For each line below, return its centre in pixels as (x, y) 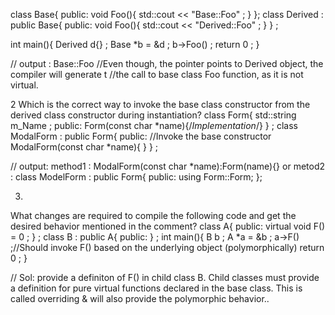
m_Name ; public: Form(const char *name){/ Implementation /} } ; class (154, 125)
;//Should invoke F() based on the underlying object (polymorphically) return (167, 247)
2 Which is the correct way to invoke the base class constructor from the (160, 104)
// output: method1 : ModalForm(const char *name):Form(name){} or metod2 (168, 166)
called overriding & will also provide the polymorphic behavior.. (140, 298)
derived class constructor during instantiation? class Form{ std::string (153, 115)
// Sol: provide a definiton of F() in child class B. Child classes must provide (165, 277)
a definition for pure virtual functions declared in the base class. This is (156, 288)
